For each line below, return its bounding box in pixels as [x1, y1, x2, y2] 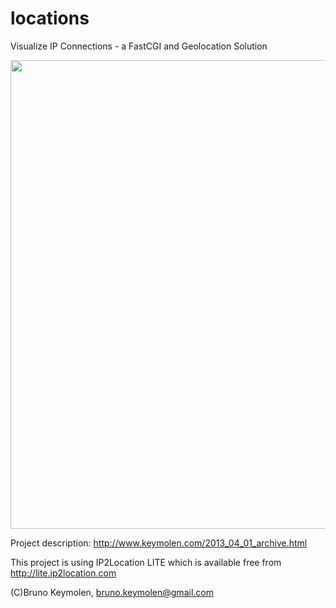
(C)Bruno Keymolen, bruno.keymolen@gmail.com [10, 586, 214, 598]
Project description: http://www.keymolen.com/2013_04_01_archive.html [10, 537, 308, 549]
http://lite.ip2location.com [10, 567, 117, 579]
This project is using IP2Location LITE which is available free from [10, 556, 282, 568]
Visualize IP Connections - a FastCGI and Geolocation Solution [10, 40, 268, 52]
